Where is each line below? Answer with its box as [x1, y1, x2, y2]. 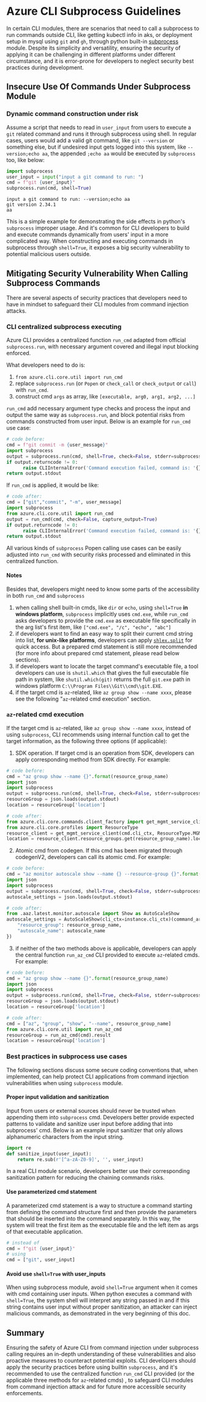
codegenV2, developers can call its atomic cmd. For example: [15, 854, 171, 861]
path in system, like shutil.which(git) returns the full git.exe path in [15, 676, 191, 683]
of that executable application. [6, 1228, 83, 1235]
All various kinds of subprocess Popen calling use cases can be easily [6, 545, 182, 552]
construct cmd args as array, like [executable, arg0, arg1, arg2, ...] [15, 393, 196, 400]
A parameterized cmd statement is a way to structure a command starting [6, 1202, 193, 1209]
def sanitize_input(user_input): [6, 1150, 92, 1157]
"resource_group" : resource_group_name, [17, 922, 122, 929]
